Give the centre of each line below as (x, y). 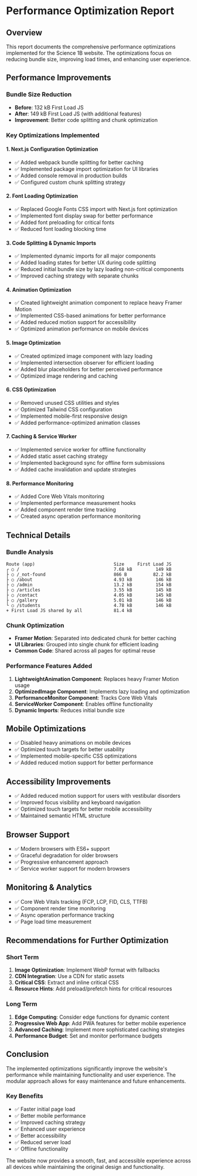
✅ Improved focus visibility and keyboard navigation (77, 802)
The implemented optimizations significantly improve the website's (87, 1068)
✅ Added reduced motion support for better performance (84, 763)
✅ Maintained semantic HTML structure (62, 816)
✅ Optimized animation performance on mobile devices (81, 329)
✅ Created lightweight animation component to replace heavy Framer (98, 303)
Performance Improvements (59, 78)
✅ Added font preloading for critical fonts (64, 223)
